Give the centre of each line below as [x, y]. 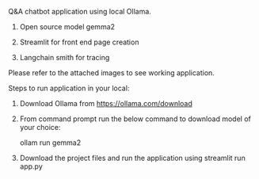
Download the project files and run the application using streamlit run [132, 158]
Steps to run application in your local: [69, 88]
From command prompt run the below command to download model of [135, 119]
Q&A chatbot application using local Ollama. [80, 11]
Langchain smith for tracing [65, 57]
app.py [31, 166]
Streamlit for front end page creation [79, 42]
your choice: [40, 127]
